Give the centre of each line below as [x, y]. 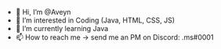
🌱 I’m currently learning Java [62, 28]
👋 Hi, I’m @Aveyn [43, 12]
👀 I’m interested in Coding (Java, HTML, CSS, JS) [95, 20]
